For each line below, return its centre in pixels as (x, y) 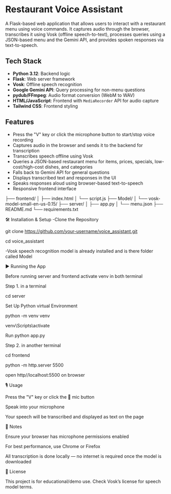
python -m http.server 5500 (34, 365)
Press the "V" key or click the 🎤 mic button (50, 397)
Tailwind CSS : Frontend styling (45, 106)
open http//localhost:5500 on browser (45, 375)
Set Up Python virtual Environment (41, 306)
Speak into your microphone (35, 407)
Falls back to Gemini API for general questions (61, 172)
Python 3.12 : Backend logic (41, 73)
